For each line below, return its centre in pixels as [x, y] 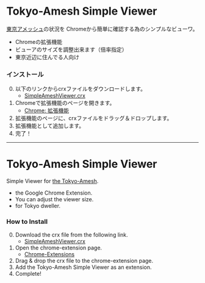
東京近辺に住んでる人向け [47, 57]
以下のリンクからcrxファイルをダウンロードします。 [81, 89]
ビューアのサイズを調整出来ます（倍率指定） [71, 49]
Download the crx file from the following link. [71, 235]
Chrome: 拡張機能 [46, 110]
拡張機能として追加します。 [49, 126]
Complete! [28, 274]
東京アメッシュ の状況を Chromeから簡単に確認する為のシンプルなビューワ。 [102, 29]
